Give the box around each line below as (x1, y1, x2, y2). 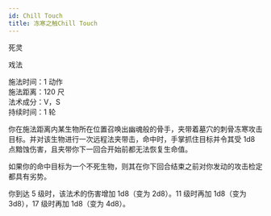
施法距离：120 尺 (8, 86, 65, 97)
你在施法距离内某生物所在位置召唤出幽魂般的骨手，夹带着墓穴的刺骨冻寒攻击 (8, 124, 263, 134)
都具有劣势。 (8, 171, 51, 181)
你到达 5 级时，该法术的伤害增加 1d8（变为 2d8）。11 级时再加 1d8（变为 (8, 189, 247, 198)
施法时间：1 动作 (8, 77, 63, 86)
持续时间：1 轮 (8, 106, 56, 117)
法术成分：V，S (8, 97, 60, 106)
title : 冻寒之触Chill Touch (8, 19, 98, 27)
